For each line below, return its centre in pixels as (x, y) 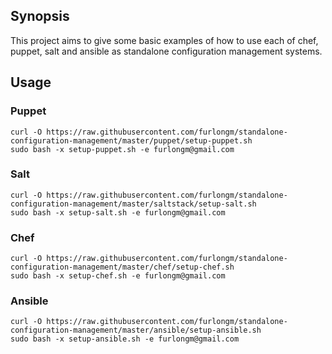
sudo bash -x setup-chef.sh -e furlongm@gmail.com (118, 276)
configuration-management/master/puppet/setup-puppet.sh (131, 140)
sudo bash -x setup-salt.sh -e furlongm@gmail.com (118, 212)
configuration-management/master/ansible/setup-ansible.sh (136, 330)
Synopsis (40, 16)
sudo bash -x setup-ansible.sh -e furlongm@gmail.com (125, 339)
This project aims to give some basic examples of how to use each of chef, (164, 40)
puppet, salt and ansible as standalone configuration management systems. (166, 51)
